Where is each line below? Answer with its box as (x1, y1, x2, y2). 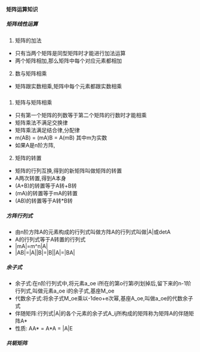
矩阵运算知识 (6, 5, 38, 13)
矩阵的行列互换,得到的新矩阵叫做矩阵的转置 (14, 167, 122, 174)
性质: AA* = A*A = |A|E (14, 324, 73, 332)
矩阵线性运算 (6, 20, 38, 28)
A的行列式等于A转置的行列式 (14, 235, 86, 243)
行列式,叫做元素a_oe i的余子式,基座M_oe (14, 287, 115, 294)
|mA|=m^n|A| (14, 242, 48, 249)
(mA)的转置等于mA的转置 (14, 189, 78, 196)
